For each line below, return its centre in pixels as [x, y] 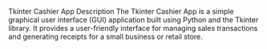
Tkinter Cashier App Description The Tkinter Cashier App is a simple [121, 11]
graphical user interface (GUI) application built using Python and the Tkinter [133, 20]
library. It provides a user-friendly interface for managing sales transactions [133, 28]
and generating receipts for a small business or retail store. [105, 36]
